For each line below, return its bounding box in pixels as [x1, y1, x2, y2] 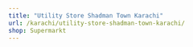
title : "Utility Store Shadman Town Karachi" [8, 11, 163, 20]
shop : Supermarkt [8, 26, 67, 34]
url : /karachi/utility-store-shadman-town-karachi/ [8, 19, 185, 27]
